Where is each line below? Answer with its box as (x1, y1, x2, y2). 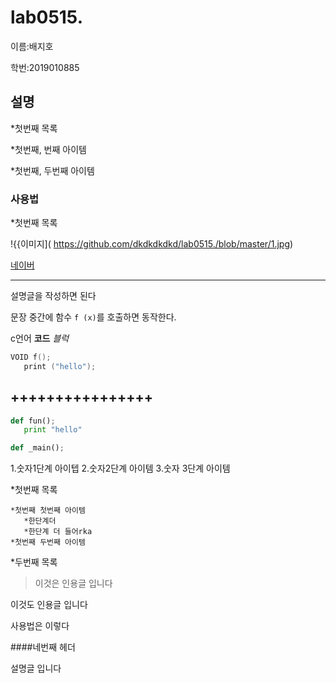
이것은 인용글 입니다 (34, 577, 113, 590)
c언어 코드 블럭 (10, 332, 70, 345)
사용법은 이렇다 (10, 620, 70, 632)
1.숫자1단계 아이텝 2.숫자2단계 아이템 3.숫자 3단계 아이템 (10, 462, 231, 475)
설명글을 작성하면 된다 (10, 290, 97, 302)
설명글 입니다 (10, 662, 62, 675)
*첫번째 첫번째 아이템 (10, 506, 86, 516)
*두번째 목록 (10, 556, 58, 568)
